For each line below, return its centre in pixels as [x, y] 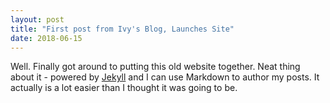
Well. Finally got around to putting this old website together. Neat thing [155, 67]
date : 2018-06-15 [46, 38]
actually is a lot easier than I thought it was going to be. [124, 88]
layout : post [37, 19]
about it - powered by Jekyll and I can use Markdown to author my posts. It [165, 77]
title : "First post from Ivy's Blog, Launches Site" [122, 29]
